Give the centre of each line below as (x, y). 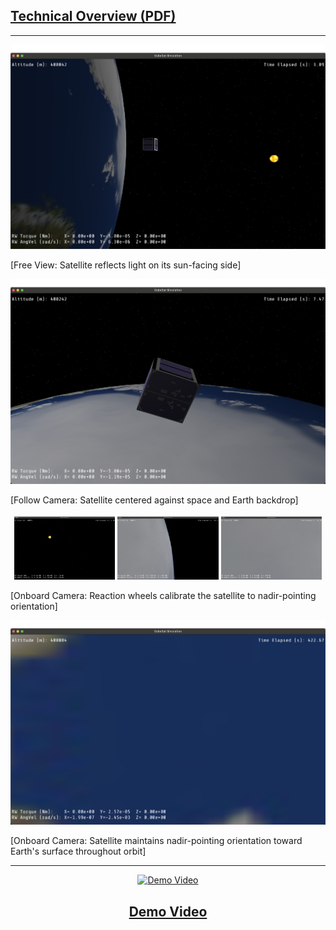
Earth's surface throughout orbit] (78, 851)
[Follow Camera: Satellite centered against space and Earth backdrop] (154, 500)
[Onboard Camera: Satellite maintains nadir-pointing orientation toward (156, 841)
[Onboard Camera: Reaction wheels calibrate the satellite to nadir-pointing (163, 595)
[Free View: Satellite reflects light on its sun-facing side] (126, 265)
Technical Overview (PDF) (93, 16)
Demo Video (168, 911)
